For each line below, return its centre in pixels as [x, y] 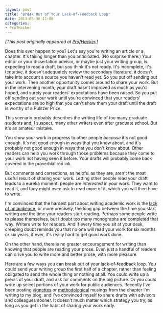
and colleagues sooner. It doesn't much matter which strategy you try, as [79, 300]
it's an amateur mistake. [29, 128]
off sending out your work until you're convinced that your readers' [73, 98]
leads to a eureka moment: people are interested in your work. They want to [81, 183]
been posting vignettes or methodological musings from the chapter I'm [78, 290]
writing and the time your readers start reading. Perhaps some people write [81, 214]
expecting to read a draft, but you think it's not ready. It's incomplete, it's [78, 67]
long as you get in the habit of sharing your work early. [60, 306]
